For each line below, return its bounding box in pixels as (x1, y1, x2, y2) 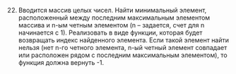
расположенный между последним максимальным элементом (18, 13, 211, 22)
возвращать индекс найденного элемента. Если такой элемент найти (18, 36, 229, 44)
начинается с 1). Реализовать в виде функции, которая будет (18, 28, 203, 37)
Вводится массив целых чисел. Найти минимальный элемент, (18, 6, 207, 14)
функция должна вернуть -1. (18, 58, 105, 66)
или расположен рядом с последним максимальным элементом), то (18, 51, 228, 59)
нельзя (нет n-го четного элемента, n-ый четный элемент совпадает (18, 44, 228, 51)
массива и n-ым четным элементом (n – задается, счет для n (18, 21, 205, 29)
